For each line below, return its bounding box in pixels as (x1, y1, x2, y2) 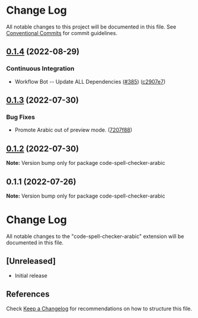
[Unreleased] (6, 256, 56, 266)
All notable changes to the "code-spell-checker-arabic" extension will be (6, 233, 184, 240)
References (6, 289, 50, 300)
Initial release (14, 272, 47, 279)
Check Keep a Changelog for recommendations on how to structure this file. (6, 305, 193, 312)
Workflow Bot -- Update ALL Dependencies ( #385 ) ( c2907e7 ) (14, 78, 166, 85)
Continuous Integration (6, 65, 75, 73)
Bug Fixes (6, 113, 36, 121)
